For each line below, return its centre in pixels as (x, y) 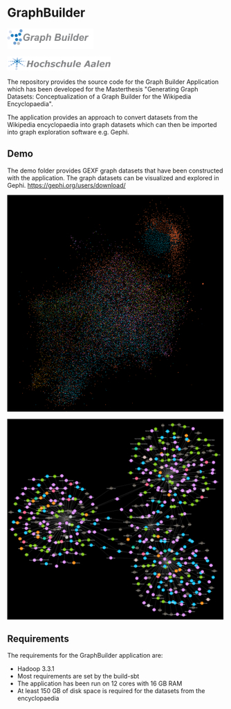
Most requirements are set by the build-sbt (78, 676)
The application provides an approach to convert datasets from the (103, 117)
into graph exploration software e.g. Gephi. (68, 132)
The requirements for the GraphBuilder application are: (85, 656)
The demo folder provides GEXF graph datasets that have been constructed (115, 170)
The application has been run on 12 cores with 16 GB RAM (100, 683)
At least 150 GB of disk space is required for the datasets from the (111, 691)
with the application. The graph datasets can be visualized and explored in (113, 177)
